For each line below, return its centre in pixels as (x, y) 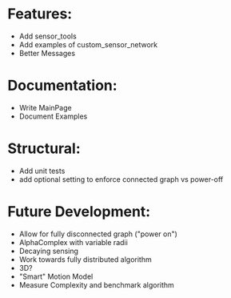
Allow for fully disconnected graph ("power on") (98, 234)
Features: (40, 14)
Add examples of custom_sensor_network (88, 44)
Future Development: (79, 211)
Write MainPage (46, 107)
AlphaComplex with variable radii (74, 242)
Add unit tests (42, 171)
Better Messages (47, 53)
